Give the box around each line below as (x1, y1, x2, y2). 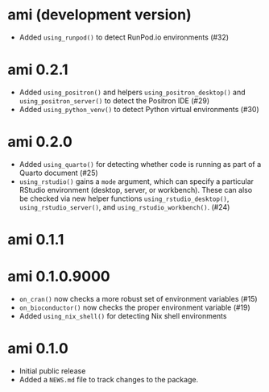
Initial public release (19, 365, 86, 376)
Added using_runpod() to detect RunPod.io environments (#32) (19, 32, 230, 42)
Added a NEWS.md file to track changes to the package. (19, 374, 199, 384)
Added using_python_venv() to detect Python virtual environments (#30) (19, 104, 259, 114)
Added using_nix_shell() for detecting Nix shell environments (19, 311, 227, 320)
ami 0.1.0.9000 (7, 268, 110, 286)
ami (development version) (7, 6, 192, 24)
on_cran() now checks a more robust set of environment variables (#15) (19, 294, 259, 303)
